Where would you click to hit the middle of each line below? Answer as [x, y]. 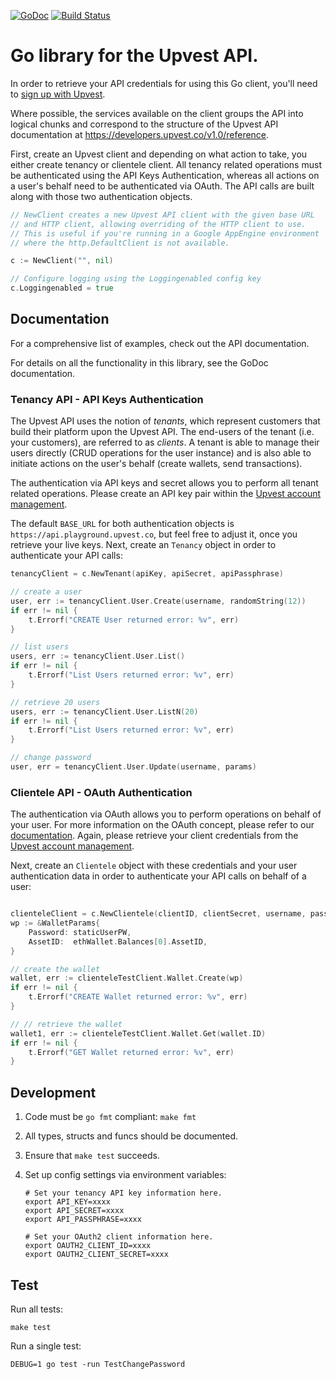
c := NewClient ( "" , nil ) [62, 261]
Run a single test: [46, 1346]
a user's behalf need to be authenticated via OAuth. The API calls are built [162, 186]
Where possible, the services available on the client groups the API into [157, 113]
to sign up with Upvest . [58, 94]
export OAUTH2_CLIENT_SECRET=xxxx [96, 1255]
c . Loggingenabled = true [62, 288]
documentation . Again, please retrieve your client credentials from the [154, 836]
